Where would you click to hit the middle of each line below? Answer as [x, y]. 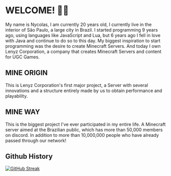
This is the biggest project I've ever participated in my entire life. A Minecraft [85, 124]
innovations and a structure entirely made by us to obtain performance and [84, 91]
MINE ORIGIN [26, 73]
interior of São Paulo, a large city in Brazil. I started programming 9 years [82, 30]
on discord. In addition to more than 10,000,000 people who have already [82, 135]
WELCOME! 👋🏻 [37, 10]
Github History [29, 156]
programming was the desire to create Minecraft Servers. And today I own [83, 46]
